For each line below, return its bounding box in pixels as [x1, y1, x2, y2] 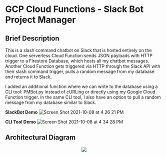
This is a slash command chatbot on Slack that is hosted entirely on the [5, 47, 152, 53]
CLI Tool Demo [5, 119, 36, 124]
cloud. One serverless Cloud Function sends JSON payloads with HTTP [5, 52, 152, 58]
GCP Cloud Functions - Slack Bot [5, 3, 144, 15]
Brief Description [5, 34, 59, 42]
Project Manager [5, 14, 76, 25]
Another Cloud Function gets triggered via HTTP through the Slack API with [5, 63, 160, 69]
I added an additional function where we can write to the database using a [5, 83, 158, 89]
